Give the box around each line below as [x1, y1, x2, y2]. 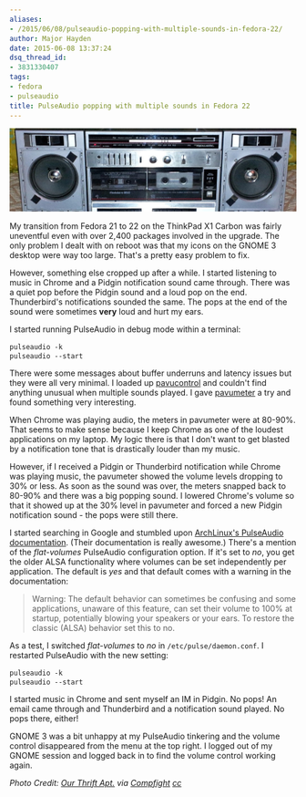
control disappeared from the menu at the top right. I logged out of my [9, 740, 273, 751]
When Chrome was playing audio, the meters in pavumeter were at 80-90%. [9, 414, 296, 425]
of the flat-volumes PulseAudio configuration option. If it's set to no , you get [9, 546, 295, 557]
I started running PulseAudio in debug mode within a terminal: [9, 324, 241, 335]
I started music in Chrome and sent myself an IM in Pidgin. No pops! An [9, 693, 278, 704]
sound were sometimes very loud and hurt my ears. [9, 305, 204, 316]
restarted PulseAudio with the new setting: [9, 649, 168, 660]
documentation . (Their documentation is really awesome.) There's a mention [9, 536, 297, 547]
